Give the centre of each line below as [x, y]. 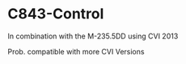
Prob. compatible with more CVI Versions [76, 51]
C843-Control [56, 14]
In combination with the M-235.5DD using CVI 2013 [93, 36]
